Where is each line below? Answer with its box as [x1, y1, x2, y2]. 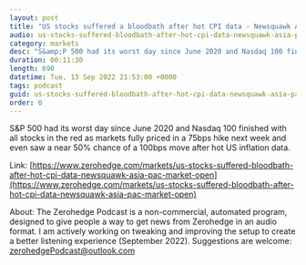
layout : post [9, 13, 59, 23]
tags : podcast [9, 81, 64, 90]
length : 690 [9, 65, 55, 74]
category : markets [9, 38, 79, 48]
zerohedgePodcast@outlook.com [9, 245, 136, 256]
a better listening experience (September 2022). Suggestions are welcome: [9, 236, 292, 247]
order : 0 [9, 97, 43, 107]
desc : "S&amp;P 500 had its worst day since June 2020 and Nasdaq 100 [9, 47, 283, 56]
